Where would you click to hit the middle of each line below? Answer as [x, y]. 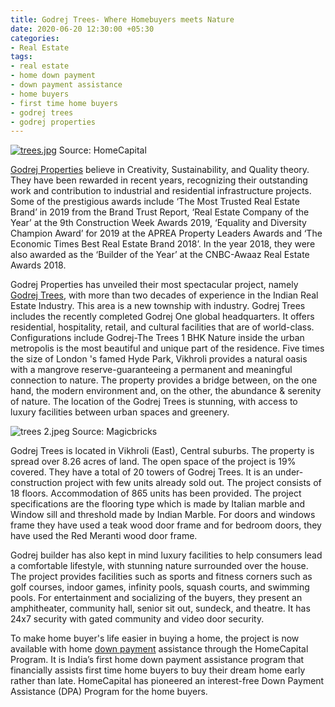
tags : [21, 57]
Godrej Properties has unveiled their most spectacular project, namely [154, 285]
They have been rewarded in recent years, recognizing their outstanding [159, 180]
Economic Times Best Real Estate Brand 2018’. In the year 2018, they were [163, 244]
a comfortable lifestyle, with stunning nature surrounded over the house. [159, 566]
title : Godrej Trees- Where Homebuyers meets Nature [122, 19]
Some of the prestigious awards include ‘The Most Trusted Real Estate [155, 202]
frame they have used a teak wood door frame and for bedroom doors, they [166, 525]
